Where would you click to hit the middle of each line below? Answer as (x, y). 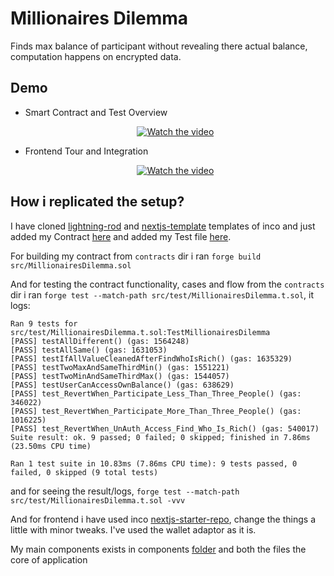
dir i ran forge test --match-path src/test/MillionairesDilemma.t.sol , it (162, 294)
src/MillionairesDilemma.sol (71, 265)
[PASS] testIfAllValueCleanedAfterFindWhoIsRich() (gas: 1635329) (151, 358)
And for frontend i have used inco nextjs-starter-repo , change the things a (163, 519)
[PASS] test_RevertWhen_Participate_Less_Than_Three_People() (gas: (156, 393)
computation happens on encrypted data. (96, 56)
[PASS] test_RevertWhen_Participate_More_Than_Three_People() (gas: (156, 411)
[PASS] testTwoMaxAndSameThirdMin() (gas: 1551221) (120, 367)
